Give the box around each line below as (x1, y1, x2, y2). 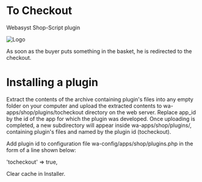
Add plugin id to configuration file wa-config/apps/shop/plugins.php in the (6, 140, 193, 147)
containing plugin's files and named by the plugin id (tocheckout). (6, 128, 171, 135)
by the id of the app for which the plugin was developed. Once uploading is (6, 115, 195, 122)
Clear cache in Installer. (6, 170, 66, 177)
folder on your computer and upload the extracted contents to (6, 102, 162, 109)
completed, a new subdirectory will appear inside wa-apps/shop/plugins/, (6, 122, 192, 129)
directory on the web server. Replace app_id (84, 108, 197, 116)
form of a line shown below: (6, 146, 76, 153)
